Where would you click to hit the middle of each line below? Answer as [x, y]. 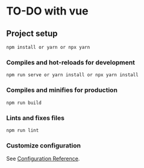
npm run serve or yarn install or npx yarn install [72, 75]
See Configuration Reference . [43, 159]
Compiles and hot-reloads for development [71, 62]
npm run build [24, 103]
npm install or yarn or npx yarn [48, 47]
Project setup [32, 34]
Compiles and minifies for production [62, 90]
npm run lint [23, 130]
